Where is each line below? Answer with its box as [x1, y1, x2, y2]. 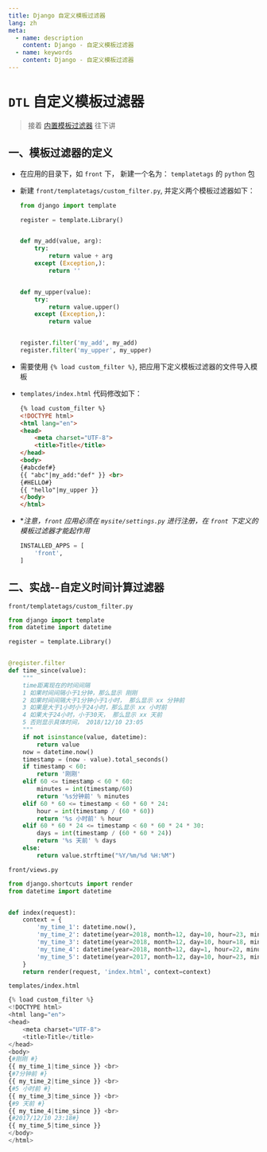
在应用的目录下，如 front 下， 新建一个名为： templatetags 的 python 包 [19, 169, 256, 178]
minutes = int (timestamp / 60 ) [37, 785, 133, 793]
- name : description [15, 33, 83, 42]
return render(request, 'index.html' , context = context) [22, 967, 212, 975]
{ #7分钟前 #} [8, 1070, 48, 1078]
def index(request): [8, 909, 77, 917]
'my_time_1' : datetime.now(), [37, 924, 137, 932]
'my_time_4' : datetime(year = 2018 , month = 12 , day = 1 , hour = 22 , [37, 945, 244, 953]
